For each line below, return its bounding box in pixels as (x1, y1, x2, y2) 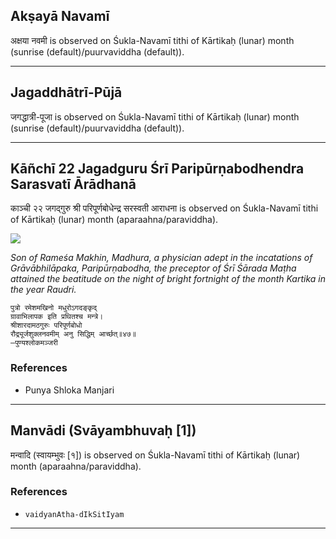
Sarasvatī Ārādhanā (10, 176, 137, 193)
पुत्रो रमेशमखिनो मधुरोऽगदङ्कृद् (10, 303, 98, 313)
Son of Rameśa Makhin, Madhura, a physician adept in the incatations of (10, 252, 313, 264)
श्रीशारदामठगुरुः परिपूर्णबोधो (10, 320, 83, 331)
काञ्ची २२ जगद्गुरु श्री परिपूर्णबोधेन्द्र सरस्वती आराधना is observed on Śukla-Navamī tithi (10, 202, 319, 214)
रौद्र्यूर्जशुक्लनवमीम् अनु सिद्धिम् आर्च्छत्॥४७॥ (10, 329, 137, 339)
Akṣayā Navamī (10, 8, 110, 25)
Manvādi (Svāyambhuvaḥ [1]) (10, 422, 197, 439)
